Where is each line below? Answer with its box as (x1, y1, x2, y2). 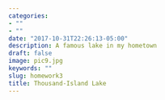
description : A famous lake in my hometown (8, 42, 158, 50)
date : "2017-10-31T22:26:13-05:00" (8, 34, 129, 43)
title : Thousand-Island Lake (8, 79, 107, 87)
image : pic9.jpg (8, 57, 63, 65)
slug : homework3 (8, 72, 63, 80)
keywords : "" (8, 65, 53, 73)
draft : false (8, 49, 53, 57)
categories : (8, 11, 49, 20)
